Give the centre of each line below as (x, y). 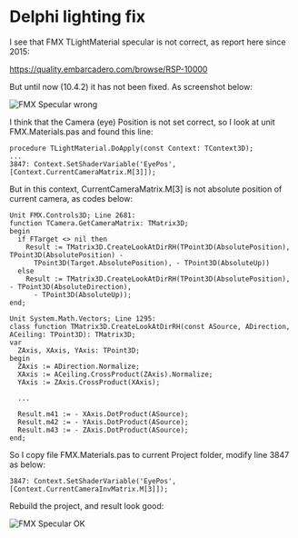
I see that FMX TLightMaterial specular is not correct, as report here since (148, 42)
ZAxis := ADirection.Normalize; (79, 366)
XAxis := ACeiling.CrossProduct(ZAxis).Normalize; (115, 374)
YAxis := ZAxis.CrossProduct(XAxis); (89, 382)
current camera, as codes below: (71, 198)
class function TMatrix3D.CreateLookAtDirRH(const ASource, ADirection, (150, 326)
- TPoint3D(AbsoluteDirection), (70, 287)
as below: (27, 464)
